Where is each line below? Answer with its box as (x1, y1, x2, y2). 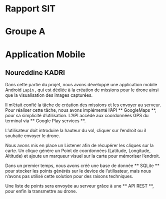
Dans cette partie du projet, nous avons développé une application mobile (5, 82, 157, 88)
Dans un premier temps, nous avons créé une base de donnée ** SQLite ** (5, 163, 160, 169)
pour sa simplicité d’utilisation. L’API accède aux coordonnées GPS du (5, 113, 149, 119)
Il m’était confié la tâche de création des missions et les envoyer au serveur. (5, 102, 161, 108)
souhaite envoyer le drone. (5, 133, 60, 139)
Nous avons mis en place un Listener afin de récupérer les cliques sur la (5, 143, 154, 149)
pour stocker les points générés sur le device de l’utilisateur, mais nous (5, 168, 151, 174)
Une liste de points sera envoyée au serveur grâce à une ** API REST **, (5, 183, 154, 189)
